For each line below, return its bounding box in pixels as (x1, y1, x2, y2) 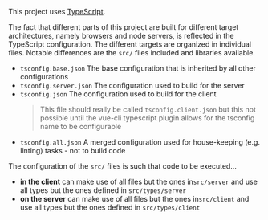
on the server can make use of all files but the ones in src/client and (19, 194, 250, 203)
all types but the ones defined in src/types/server (19, 185, 187, 195)
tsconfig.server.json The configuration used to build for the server (19, 80, 245, 90)
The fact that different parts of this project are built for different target (8, 22, 239, 31)
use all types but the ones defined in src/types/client (19, 202, 201, 212)
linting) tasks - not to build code (19, 146, 126, 155)
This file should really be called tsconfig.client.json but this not (39, 104, 257, 114)
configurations (19, 72, 69, 81)
